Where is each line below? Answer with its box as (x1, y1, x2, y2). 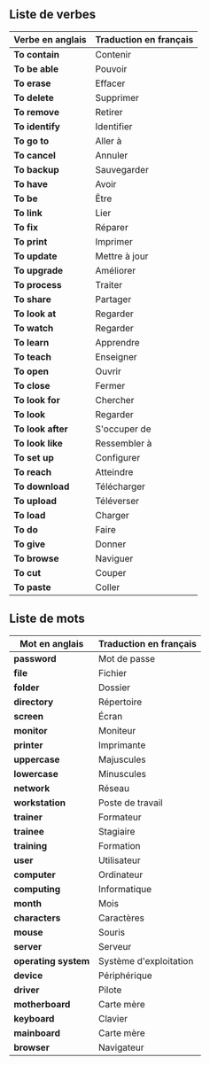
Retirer (95, 105, 123, 118)
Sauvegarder (95, 163, 149, 175)
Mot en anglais (19, 637, 84, 649)
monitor (13, 724, 48, 736)
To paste (13, 580, 51, 593)
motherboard (13, 998, 71, 1010)
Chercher (95, 393, 135, 406)
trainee (13, 825, 44, 837)
